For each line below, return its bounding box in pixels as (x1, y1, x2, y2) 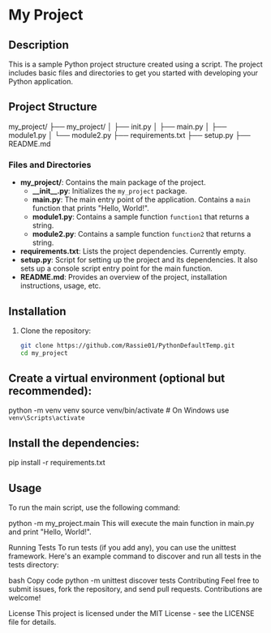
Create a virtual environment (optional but (8, 371, 226, 386)
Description (8, 38, 69, 52)
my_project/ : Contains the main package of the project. (19, 177, 206, 187)
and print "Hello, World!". (8, 527, 92, 537)
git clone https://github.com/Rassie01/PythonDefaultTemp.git (19, 341, 235, 349)
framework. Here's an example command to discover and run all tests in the (8, 551, 262, 561)
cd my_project (19, 349, 68, 357)
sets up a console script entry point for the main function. (19, 263, 213, 273)
